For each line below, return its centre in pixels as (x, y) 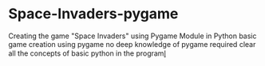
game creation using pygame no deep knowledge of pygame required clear (132, 44)
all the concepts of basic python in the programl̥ (87, 53)
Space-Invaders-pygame (93, 14)
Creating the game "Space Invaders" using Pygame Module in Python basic (132, 36)
